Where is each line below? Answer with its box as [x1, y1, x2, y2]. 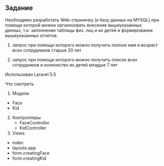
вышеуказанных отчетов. [5, 32, 58, 38]
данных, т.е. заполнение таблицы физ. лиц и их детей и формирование [5, 27, 153, 33]
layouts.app [12, 144, 36, 151]
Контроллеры [12, 115, 41, 120]
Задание [5, 4, 33, 12]
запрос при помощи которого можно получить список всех [12, 56, 138, 63]
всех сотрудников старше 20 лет [12, 47, 82, 53]
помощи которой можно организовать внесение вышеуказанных [5, 22, 142, 28]
